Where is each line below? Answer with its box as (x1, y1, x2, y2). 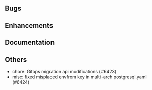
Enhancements (5, 21, 54, 30)
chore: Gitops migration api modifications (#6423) (12, 68, 117, 74)
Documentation (5, 38, 55, 47)
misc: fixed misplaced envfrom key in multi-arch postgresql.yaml (12, 74, 147, 80)
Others (5, 55, 27, 64)
